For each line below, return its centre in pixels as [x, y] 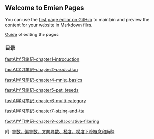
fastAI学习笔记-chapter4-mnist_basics [44, 80]
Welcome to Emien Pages [44, 8]
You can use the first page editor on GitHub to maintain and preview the [77, 19]
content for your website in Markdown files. [49, 25]
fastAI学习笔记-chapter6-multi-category [45, 101]
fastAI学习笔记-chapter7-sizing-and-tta [45, 111]
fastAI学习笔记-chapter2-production [42, 69]
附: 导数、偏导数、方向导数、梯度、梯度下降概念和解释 [60, 132]
